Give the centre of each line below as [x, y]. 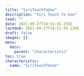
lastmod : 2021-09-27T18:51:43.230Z [42, 28]
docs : [15, 47]
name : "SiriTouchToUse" [34, 65]
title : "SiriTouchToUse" [31, 10]
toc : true [15, 56]
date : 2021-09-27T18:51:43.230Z [39, 24]
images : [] [16, 38]
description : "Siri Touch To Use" [41, 14]
